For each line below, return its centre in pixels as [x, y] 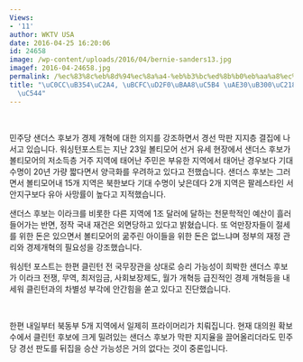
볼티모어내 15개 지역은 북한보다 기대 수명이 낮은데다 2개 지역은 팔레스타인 [155, 182]
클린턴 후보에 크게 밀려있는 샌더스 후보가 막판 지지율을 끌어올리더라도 [155, 337]
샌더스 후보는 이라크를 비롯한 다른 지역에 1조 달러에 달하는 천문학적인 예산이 [142, 213]
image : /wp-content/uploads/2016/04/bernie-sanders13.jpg [120, 60]
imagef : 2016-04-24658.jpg [60, 69]
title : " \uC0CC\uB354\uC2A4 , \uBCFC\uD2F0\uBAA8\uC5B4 [115, 85]
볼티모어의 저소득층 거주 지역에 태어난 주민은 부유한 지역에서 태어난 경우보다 [143, 160]
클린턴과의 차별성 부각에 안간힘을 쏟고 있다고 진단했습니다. [129, 289]
